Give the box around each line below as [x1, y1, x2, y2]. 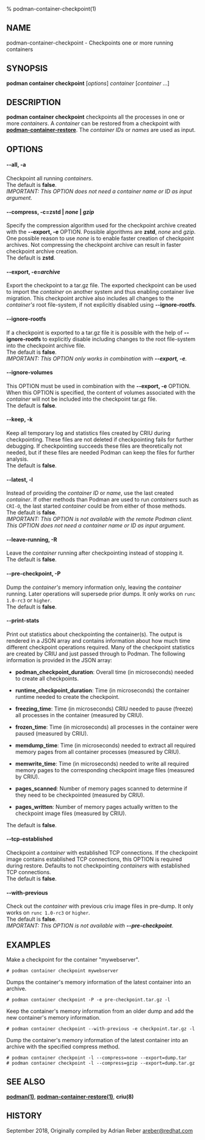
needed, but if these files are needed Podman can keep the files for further [6, 449, 195, 456]
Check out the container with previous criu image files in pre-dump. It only [6, 902, 194, 910]
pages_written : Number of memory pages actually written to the [15, 803, 178, 810]
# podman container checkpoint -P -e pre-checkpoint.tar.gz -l [6, 997, 171, 1003]
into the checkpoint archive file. [6, 342, 86, 349]
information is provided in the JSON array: [6, 656, 112, 663]
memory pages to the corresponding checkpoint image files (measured [15, 766, 195, 773]
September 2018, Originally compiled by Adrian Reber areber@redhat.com [6, 1127, 193, 1134]
